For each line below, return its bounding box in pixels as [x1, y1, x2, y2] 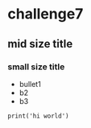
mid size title [7, 37, 73, 51]
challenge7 [7, 5, 84, 23]
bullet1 [19, 79, 41, 89]
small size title [7, 61, 65, 72]
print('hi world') [7, 112, 69, 120]
